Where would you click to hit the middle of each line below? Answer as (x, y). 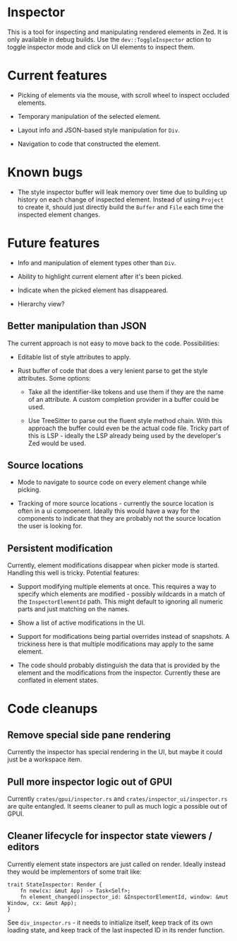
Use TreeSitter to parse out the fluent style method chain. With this (125, 420)
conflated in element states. (58, 681)
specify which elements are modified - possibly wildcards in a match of (121, 594)
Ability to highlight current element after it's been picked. (100, 276)
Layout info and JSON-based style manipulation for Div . (98, 130)
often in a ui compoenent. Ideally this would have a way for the (108, 511)
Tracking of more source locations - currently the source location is (116, 504)
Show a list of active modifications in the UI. (81, 623)
